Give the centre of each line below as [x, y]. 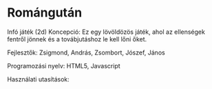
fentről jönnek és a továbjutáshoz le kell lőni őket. [77, 39]
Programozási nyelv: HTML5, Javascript [64, 66]
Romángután [45, 13]
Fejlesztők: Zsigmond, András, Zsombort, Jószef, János [86, 52]
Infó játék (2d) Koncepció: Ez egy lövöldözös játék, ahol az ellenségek [106, 32]
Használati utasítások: [39, 79]
